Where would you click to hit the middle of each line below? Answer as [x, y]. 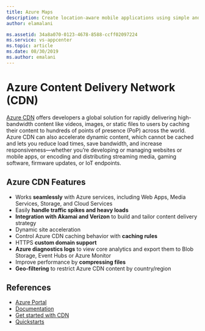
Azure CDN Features [46, 182]
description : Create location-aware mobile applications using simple [98, 18]
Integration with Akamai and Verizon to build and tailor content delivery [106, 216]
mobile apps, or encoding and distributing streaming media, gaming [92, 156]
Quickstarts [30, 322]
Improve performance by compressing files [70, 262]
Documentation [34, 309]
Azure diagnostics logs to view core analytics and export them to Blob [104, 249]
